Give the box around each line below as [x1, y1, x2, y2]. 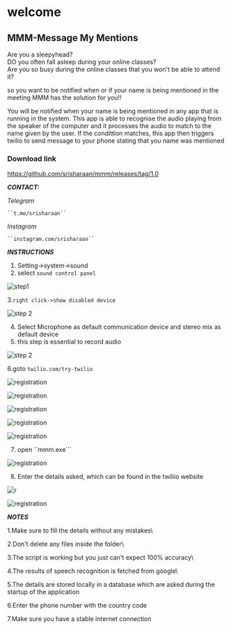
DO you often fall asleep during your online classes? [7, 58, 157, 66]
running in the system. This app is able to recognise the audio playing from [7, 114, 221, 123]
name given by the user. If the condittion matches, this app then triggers [7, 129, 214, 137]
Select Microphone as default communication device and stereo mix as [17, 323, 221, 331]
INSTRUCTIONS [7, 248, 54, 256]
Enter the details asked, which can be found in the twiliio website [17, 473, 204, 481]
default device [17, 330, 59, 338]
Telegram [7, 196, 35, 205]
